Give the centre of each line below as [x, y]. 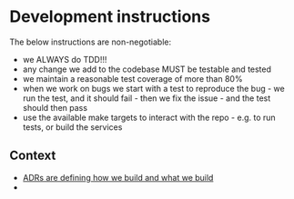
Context [33, 156]
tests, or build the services [72, 127]
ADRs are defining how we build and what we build [118, 177]
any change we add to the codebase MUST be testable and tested [147, 69]
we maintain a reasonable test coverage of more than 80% [132, 78]
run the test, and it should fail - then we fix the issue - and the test [147, 98]
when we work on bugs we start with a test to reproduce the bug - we [153, 88]
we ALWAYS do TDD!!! [65, 59]
